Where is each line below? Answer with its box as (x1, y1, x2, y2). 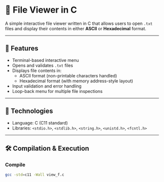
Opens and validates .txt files (12, 62, 73, 68)
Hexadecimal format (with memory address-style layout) (19, 78, 133, 84)
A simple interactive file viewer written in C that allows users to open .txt (5, 20, 153, 26)
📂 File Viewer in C (5, 4, 77, 16)
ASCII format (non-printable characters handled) (19, 73, 117, 78)
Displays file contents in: (12, 68, 62, 73)
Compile (5, 161, 25, 168)
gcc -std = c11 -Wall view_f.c (5, 172, 64, 177)
